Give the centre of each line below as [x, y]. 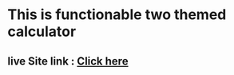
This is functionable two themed [117, 15]
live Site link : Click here [68, 61]
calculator [42, 32]
